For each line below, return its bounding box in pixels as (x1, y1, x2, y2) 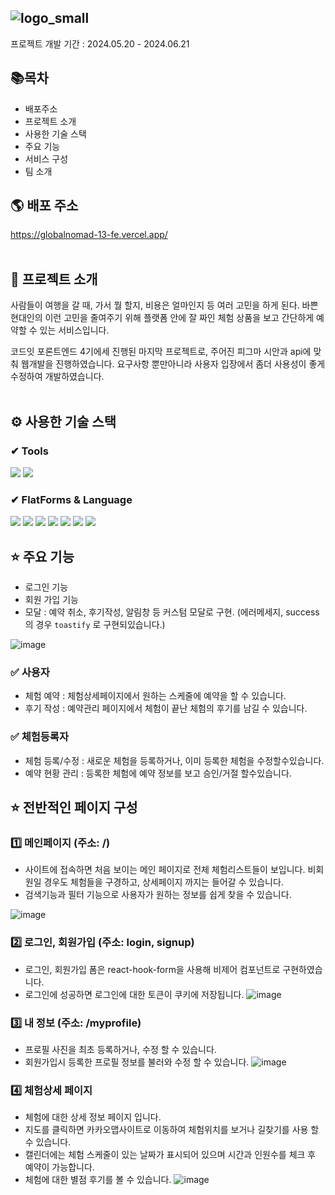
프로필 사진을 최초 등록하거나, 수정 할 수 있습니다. (24, 1043, 217, 1055)
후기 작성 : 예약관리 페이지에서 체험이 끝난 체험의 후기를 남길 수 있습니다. (24, 702, 308, 715)
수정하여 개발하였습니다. (10, 371, 105, 383)
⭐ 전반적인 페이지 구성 (10, 799, 138, 816)
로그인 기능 (24, 581, 69, 593)
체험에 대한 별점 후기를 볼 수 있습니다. (24, 1174, 172, 1186)
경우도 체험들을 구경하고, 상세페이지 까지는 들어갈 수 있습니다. (43, 876, 284, 888)
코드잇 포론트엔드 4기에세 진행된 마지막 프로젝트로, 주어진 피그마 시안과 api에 (10, 346, 312, 358)
